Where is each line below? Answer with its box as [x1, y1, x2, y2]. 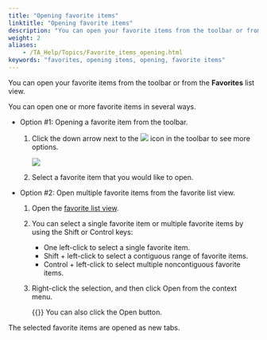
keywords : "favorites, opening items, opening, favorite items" [8, 57, 226, 64]
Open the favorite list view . [31, 203, 119, 213]
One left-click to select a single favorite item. [43, 242, 191, 252]
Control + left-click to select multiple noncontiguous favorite [43, 260, 241, 269]
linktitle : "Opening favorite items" [8, 19, 133, 27]
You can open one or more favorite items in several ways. [8, 101, 196, 111]
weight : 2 [8, 33, 41, 42]
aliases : [8, 41, 37, 49]
